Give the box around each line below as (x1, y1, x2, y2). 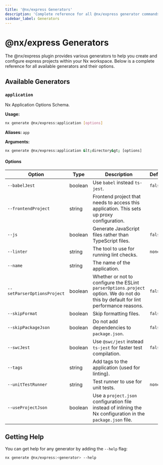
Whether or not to (93, 273, 133, 280)
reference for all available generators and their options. (5, 64, 115, 69)
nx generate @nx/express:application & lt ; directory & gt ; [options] (5, 148, 142, 153)
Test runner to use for (93, 378, 142, 385)
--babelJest (7, 183, 35, 188)
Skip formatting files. (93, 310, 140, 317)
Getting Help (5, 433, 44, 441)
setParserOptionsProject (7, 291, 65, 296)
